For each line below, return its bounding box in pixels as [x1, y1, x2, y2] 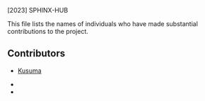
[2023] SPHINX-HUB [7, 6, 69, 14]
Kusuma [17, 66, 42, 75]
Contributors [7, 47, 66, 59]
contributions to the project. [7, 28, 88, 35]
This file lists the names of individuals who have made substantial [7, 20, 198, 28]
